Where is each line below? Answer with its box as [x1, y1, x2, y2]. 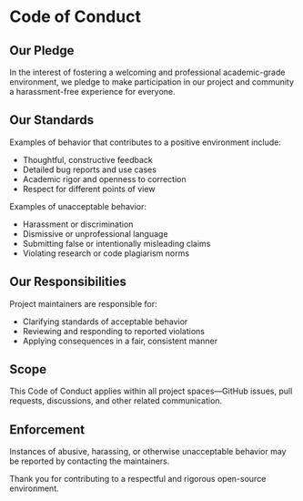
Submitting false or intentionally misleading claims [22, 238, 211, 249]
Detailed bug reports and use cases [22, 164, 157, 175]
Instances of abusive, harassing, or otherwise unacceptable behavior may [9, 446, 287, 457]
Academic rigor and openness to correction [22, 173, 187, 184]
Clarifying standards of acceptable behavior [22, 316, 188, 327]
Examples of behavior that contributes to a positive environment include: [9, 137, 282, 148]
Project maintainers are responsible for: [9, 298, 157, 309]
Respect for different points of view [22, 183, 156, 194]
